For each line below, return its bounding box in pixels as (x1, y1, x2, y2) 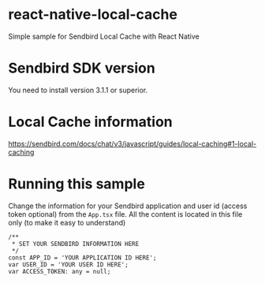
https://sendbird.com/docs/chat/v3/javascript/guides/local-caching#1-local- (8, 139, 257, 148)
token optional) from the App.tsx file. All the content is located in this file (8, 209, 243, 218)
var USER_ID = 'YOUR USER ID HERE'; (8, 260, 129, 269)
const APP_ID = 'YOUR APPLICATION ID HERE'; (8, 254, 157, 262)
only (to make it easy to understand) (8, 218, 126, 227)
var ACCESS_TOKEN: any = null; (8, 267, 111, 275)
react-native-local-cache (8, 6, 177, 24)
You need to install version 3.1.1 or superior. (8, 85, 148, 95)
